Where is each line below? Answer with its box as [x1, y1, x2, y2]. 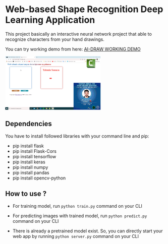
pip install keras [12, 159, 45, 165]
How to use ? [5, 190, 47, 198]
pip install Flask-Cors [12, 148, 57, 154]
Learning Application [5, 14, 95, 26]
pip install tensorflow [12, 153, 57, 159]
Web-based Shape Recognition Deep [5, 4, 163, 15]
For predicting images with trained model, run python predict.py [12, 213, 147, 219]
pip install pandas [12, 169, 49, 175]
